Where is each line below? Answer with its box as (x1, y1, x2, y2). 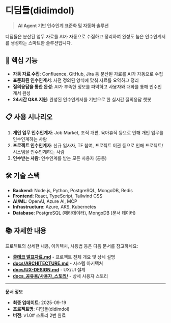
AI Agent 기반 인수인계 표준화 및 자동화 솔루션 (17, 22, 109, 29)
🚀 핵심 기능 (5, 56, 38, 65)
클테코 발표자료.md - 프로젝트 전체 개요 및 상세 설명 (12, 254, 116, 260)
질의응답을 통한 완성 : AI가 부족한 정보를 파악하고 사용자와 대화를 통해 (12, 83, 149, 89)
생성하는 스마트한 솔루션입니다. (10, 39, 72, 46)
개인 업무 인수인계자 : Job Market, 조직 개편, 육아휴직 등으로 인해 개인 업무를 (12, 129, 164, 135)
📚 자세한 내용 (5, 226, 47, 235)
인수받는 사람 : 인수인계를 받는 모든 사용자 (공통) (12, 155, 107, 161)
